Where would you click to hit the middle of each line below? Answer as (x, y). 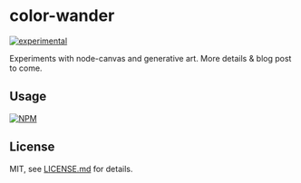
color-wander (62, 16)
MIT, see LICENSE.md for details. (71, 169)
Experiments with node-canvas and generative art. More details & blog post (150, 58)
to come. (26, 68)
